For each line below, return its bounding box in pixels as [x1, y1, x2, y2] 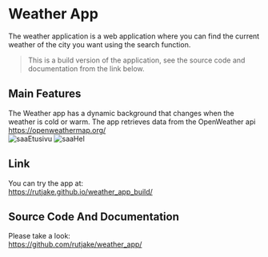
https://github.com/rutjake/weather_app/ [8, 239, 142, 249]
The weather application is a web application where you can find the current [8, 31, 260, 41]
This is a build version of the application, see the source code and [27, 55, 246, 65]
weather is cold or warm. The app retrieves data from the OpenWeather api [8, 117, 256, 126]
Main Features [8, 87, 82, 101]
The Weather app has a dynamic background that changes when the [8, 108, 234, 118]
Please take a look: [8, 231, 70, 241]
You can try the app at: [8, 178, 84, 188]
